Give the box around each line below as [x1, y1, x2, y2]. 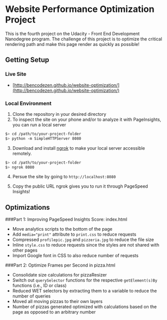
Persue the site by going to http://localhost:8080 [12, 174, 116, 180]
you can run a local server [12, 121, 66, 128]
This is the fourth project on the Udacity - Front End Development [5, 30, 140, 36]
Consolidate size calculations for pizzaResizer [12, 272, 107, 278]
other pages [12, 247, 38, 253]
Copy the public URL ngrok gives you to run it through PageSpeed [12, 183, 148, 189]
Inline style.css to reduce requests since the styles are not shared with [12, 242, 160, 248]
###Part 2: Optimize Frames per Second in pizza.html [5, 262, 116, 268]
